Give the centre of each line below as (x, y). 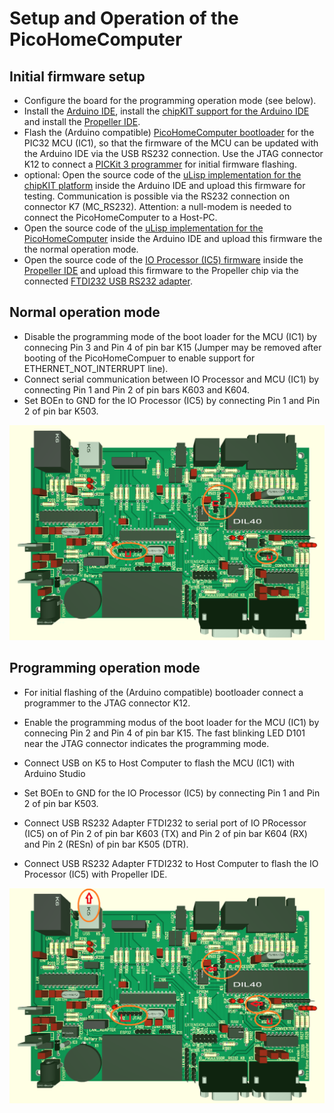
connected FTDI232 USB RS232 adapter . (108, 281)
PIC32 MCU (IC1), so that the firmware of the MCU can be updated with (171, 143)
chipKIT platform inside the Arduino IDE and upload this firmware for (164, 185)
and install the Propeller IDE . (82, 121)
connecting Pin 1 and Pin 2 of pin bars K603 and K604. (137, 389)
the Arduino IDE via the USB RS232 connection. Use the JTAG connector (173, 153)
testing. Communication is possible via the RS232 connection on (157, 196)
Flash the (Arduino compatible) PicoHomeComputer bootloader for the (169, 132)
